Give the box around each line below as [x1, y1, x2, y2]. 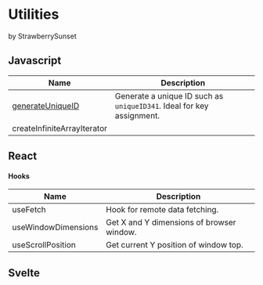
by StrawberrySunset [8, 31, 77, 41]
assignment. [114, 110, 160, 121]
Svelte [8, 266, 41, 280]
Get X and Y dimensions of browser [105, 217, 236, 228]
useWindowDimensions [12, 222, 99, 233]
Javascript [8, 54, 62, 67]
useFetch [12, 204, 47, 215]
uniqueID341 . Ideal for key [114, 100, 209, 111]
